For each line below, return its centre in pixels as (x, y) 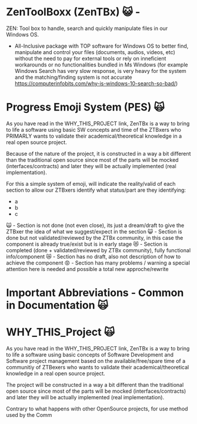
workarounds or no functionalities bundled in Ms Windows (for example (101, 65)
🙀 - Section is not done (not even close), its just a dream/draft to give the (95, 225)
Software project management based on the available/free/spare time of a (96, 361)
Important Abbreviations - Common (95, 293)
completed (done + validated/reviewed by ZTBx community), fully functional (98, 250)
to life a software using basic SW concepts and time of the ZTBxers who (94, 129)
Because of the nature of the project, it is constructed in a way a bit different (98, 153)
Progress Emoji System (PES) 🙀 (85, 107)
